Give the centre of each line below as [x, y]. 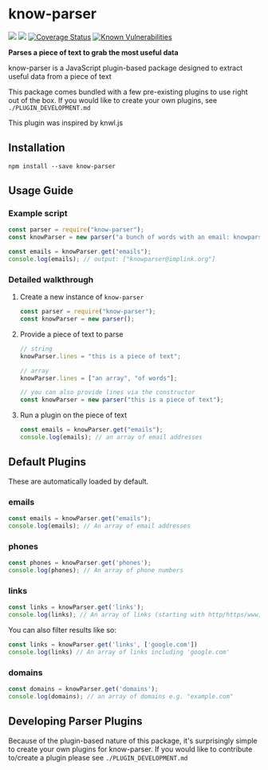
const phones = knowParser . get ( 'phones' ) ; [80, 563]
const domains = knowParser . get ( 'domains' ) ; [83, 689]
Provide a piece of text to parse [71, 334]
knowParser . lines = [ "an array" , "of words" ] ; [99, 378]
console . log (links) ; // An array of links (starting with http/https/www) [135, 615]
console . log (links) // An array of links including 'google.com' [119, 652]
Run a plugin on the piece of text [73, 415]
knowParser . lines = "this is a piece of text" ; [100, 356]
